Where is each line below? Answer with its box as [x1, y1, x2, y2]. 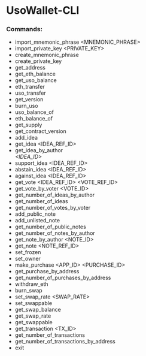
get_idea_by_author [14, 147, 63, 154]
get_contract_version [14, 128, 67, 135]
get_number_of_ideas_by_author [14, 191, 95, 198]
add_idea [14, 134, 38, 141]
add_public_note [14, 210, 56, 218]
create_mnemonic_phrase [14, 52, 79, 59]
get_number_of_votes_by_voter [14, 204, 91, 212]
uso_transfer [14, 89, 46, 96]
